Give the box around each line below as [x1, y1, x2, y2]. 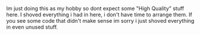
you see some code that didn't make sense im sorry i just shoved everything [6, 17, 195, 24]
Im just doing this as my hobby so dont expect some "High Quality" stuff [6, 5, 184, 12]
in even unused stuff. [6, 23, 58, 30]
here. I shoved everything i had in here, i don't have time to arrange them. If [6, 11, 193, 18]
